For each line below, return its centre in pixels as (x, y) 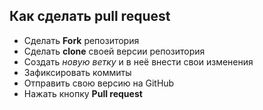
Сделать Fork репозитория (81, 40)
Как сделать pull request (90, 16)
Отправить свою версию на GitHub (99, 83)
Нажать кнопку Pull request (83, 93)
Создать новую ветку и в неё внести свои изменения (138, 61)
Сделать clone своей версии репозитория (114, 51)
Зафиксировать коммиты (77, 72)
